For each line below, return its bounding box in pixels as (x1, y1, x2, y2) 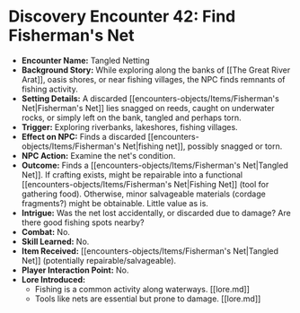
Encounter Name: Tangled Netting (21, 55, 150, 65)
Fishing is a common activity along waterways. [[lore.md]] (34, 283, 251, 294)
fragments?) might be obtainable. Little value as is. (21, 197, 208, 208)
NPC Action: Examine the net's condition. (21, 150, 176, 161)
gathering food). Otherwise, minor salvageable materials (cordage (21, 188, 266, 199)
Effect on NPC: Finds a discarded (21, 131, 146, 142)
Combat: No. (21, 226, 71, 237)
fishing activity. (21, 83, 78, 94)
